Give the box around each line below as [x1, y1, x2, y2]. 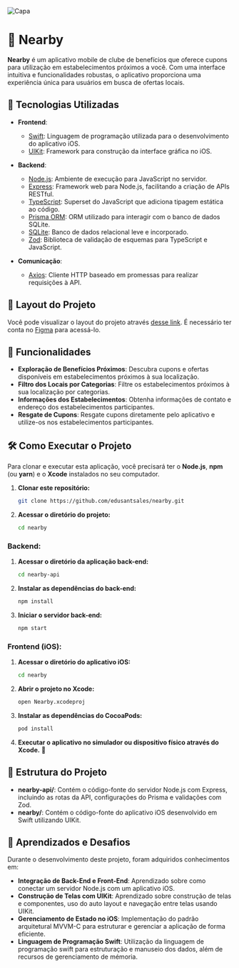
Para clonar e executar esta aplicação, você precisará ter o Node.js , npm [7, 462, 223, 471]
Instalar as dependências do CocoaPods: [17, 711, 143, 719]
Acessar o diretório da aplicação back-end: [17, 557, 149, 566]
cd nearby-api [17, 572, 60, 579]
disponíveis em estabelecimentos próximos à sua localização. [17, 372, 200, 381]
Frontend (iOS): [7, 642, 62, 652]
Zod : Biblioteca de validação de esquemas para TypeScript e [28, 235, 208, 244]
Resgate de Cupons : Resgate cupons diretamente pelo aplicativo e [17, 411, 215, 419]
